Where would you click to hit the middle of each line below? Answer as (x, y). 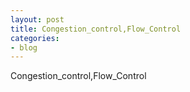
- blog (24, 47)
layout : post (37, 19)
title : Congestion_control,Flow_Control (96, 29)
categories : (35, 38)
